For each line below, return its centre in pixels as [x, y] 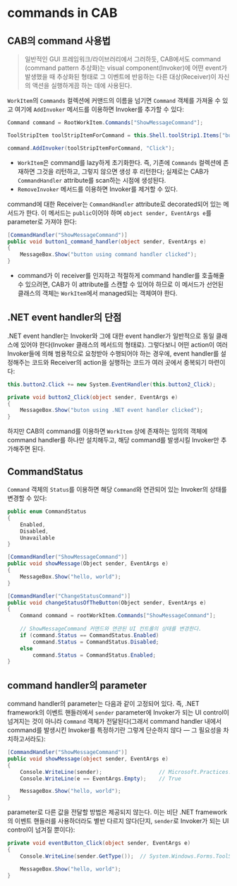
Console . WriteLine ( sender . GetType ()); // [83, 856]
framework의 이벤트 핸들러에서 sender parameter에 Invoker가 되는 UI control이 [118, 712]
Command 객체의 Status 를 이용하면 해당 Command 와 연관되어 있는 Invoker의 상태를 [117, 489]
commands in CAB [62, 13]
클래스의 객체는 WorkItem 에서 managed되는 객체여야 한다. [97, 293]
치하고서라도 [25, 739]
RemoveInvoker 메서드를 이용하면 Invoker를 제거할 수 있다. [98, 189]
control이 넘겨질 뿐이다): [41, 830]
